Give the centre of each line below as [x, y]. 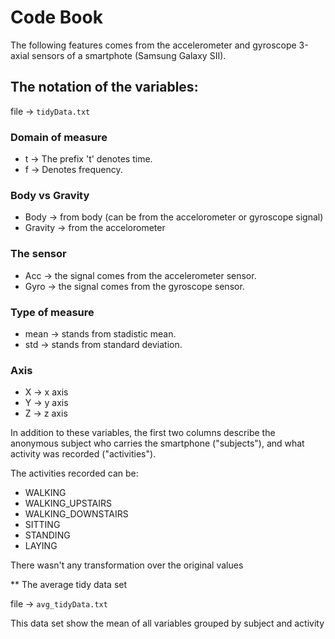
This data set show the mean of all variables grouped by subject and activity [167, 623]
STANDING [47, 535]
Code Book [56, 17]
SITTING [42, 525]
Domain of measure [59, 137]
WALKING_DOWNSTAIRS [76, 514]
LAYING [41, 546]
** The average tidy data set [69, 585]
